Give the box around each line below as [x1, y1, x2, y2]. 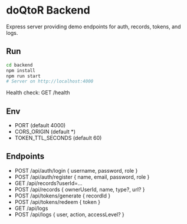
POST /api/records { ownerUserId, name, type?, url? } [14, 186, 146, 193]
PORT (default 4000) [14, 122, 66, 129]
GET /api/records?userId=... [14, 179, 83, 186]
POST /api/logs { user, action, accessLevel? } [14, 210, 125, 218]
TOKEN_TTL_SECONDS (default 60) [14, 134, 102, 141]
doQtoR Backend [6, 4, 90, 17]
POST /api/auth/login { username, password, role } [14, 167, 138, 174]
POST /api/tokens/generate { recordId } [14, 192, 111, 199]
